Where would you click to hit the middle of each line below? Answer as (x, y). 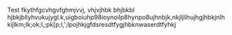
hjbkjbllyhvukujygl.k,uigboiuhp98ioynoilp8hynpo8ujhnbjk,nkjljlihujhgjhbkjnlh (116, 17)
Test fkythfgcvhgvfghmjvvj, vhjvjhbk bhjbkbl (71, 10)
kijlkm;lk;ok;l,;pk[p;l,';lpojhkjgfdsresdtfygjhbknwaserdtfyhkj (92, 24)
